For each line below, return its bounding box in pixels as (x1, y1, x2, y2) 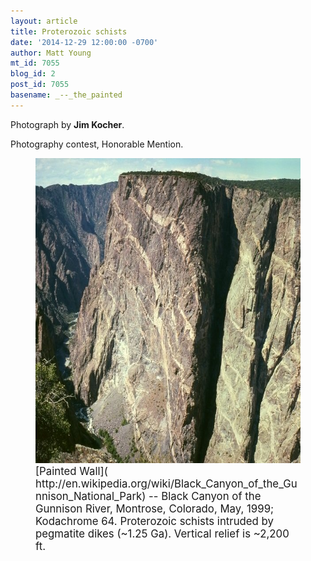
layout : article (10, 16, 78, 26)
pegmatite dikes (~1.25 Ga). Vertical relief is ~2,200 (35, 526, 290, 540)
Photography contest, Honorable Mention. (10, 138, 184, 150)
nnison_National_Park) (35, 489, 147, 503)
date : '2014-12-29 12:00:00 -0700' (10, 37, 159, 47)
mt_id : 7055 (10, 58, 60, 69)
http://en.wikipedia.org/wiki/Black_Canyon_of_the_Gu (35, 476, 298, 490)
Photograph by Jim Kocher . (10, 118, 125, 130)
